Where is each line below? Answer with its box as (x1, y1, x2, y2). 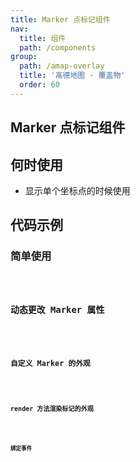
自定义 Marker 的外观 (10, 358, 91, 368)
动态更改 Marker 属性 (10, 304, 105, 316)
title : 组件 (19, 33, 67, 43)
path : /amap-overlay (19, 61, 105, 71)
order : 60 (19, 80, 60, 90)
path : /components (19, 42, 97, 53)
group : (10, 52, 38, 62)
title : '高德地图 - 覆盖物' (19, 71, 126, 81)
